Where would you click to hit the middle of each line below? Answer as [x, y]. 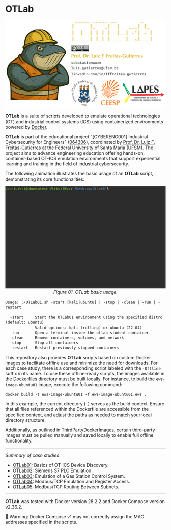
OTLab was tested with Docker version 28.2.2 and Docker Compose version [85, 502]
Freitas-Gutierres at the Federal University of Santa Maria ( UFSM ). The [79, 148]
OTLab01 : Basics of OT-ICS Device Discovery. [61, 465]
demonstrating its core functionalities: [45, 179]
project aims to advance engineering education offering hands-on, [75, 153]
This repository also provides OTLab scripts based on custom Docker [78, 358]
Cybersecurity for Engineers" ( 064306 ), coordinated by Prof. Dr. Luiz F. [80, 142]
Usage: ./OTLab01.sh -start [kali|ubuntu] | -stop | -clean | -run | [81, 302]
